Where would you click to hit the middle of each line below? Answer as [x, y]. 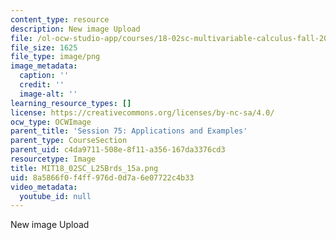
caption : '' [44, 76]
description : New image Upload [75, 29]
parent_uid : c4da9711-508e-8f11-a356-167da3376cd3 [118, 150]
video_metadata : [44, 187]
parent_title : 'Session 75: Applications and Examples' [129, 131]
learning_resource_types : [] [71, 103]
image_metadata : [44, 66]
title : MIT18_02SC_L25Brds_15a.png [84, 168]
